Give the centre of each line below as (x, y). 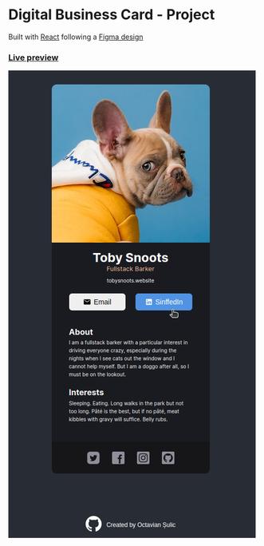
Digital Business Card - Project (112, 15)
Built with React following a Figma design (76, 37)
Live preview (33, 57)
